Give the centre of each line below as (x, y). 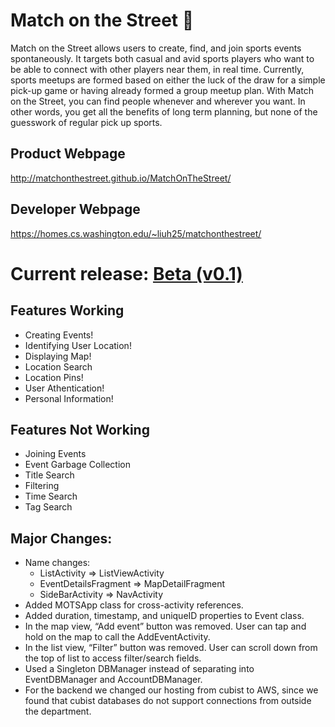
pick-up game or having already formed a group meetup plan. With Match (162, 90)
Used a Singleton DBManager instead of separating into (139, 669)
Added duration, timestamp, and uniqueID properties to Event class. (164, 616)
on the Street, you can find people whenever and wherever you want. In (158, 101)
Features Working (67, 310)
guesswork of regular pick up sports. (86, 122)
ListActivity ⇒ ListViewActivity (102, 573)
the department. (58, 711)
